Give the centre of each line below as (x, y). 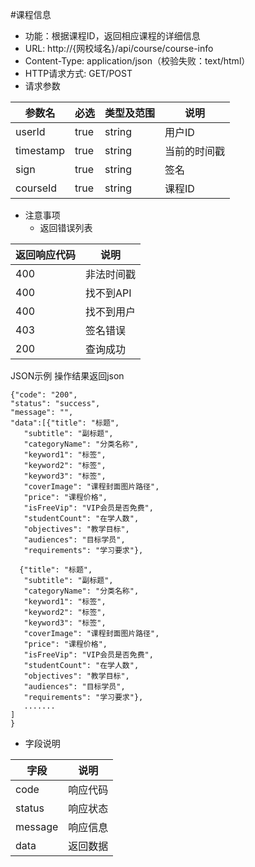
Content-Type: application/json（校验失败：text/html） (137, 61)
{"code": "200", (44, 395)
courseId (36, 188)
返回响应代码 (46, 255)
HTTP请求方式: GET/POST (78, 73)
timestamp (40, 150)
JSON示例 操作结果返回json (67, 376)
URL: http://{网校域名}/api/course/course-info (119, 48)
